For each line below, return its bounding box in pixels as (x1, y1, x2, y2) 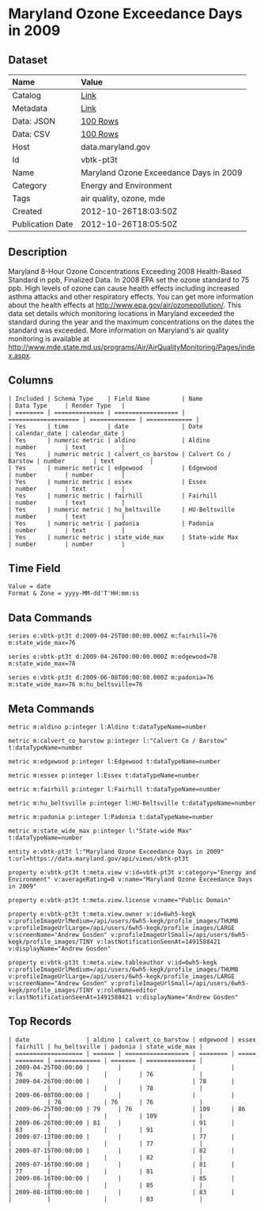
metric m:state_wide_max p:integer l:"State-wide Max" (8, 827, 193, 836)
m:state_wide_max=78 (8, 660, 77, 668)
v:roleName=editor (96, 987, 157, 995)
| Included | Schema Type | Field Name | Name (8, 394, 203, 402)
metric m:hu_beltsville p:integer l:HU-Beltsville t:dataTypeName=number (8, 799, 257, 808)
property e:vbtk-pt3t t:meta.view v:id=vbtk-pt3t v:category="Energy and (8, 869, 257, 877)
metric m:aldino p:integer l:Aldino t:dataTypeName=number (8, 723, 207, 731)
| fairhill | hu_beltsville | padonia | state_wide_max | (8, 1042, 203, 1050)
